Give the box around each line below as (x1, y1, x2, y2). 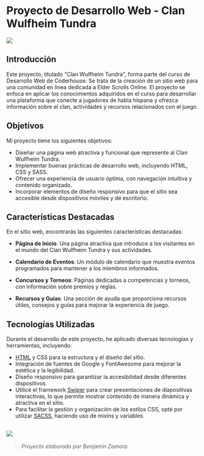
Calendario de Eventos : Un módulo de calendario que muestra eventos (15, 258, 195, 266)
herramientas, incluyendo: (6, 342, 72, 349)
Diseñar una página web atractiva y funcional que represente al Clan (15, 149, 188, 156)
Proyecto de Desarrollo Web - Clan (6, 4, 185, 18)
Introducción (6, 54, 57, 65)
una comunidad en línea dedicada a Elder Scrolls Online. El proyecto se (6, 83, 186, 90)
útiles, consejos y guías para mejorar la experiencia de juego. (15, 301, 170, 309)
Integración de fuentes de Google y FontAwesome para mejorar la (15, 360, 181, 367)
